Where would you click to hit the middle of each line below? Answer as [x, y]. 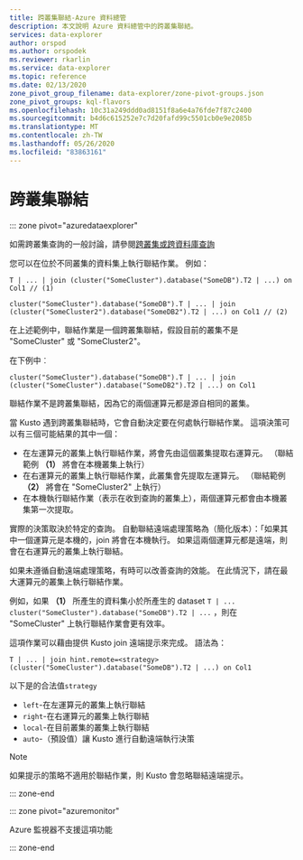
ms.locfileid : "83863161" [58, 152]
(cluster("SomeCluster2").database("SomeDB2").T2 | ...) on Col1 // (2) [149, 312]
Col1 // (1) [32, 288]
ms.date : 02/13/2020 [48, 85]
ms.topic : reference [48, 77]
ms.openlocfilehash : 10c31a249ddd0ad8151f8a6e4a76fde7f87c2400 [131, 110]
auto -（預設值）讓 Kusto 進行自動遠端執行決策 [109, 738]
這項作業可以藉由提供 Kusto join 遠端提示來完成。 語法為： [118, 642]
